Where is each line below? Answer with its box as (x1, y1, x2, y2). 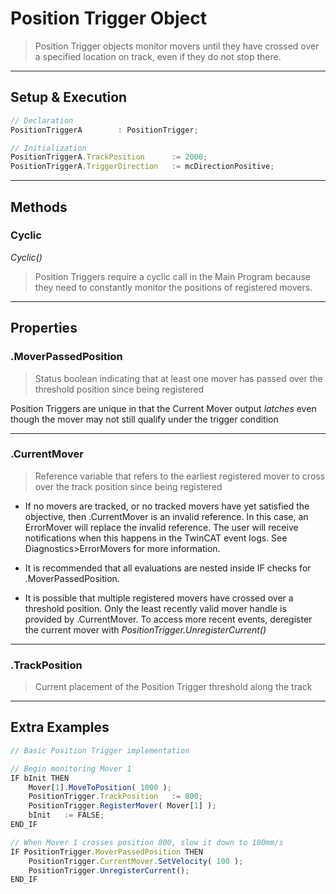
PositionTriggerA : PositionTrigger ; (10, 125, 199, 135)
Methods (10, 198, 68, 216)
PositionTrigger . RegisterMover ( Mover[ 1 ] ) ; (28, 801, 217, 811)
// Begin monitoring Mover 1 (10, 763, 132, 774)
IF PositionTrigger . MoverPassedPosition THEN (10, 847, 203, 857)
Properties (10, 320, 78, 337)
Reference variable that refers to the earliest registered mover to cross (34, 470, 326, 482)
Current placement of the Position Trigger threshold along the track (34, 681, 313, 693)
